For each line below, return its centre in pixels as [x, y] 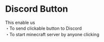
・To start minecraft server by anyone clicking [52, 34]
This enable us [20, 22]
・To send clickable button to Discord [44, 28]
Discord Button [37, 9]
